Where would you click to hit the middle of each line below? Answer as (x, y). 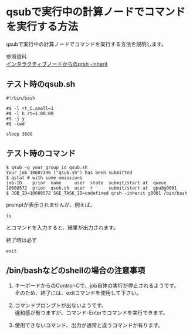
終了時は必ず (21, 240)
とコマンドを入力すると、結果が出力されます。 (62, 227)
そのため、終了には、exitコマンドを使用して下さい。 (78, 293)
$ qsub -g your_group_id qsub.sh (47, 167)
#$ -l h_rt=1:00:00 (30, 113)
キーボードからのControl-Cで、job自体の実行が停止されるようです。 (97, 286)
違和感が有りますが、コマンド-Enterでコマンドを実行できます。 (91, 313)
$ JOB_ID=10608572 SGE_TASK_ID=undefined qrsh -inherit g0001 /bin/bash (97, 193)
